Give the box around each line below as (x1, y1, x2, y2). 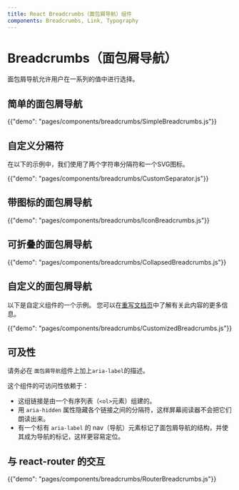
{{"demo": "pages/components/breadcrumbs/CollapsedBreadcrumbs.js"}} (7, 257, 227, 266)
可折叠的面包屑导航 (7, 238, 92, 250)
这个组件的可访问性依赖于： (7, 382, 89, 390)
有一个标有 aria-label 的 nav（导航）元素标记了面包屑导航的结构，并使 (17, 424, 228, 432)
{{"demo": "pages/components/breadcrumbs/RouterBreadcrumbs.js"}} (7, 475, 217, 484)
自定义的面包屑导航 (7, 280, 92, 292)
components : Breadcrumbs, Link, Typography (7, 17, 139, 24)
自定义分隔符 (7, 140, 64, 152)
